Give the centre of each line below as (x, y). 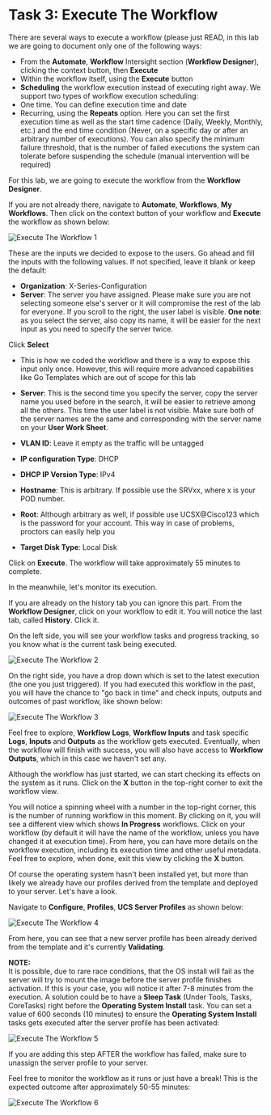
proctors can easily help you (68, 531)
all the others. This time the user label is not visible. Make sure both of (137, 410)
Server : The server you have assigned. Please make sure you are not (135, 294)
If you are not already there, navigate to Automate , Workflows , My (120, 205)
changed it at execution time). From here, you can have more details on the (133, 841)
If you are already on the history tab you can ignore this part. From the (125, 602)
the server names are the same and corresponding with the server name (141, 419)
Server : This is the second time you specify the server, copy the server (139, 393)
